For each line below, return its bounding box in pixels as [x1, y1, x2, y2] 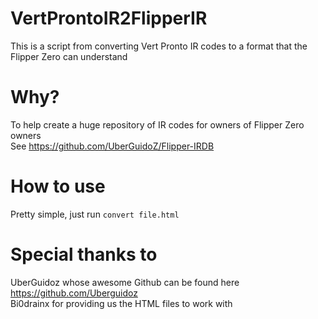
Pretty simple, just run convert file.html [10, 208, 180, 220]
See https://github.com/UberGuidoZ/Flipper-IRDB [10, 140, 215, 152]
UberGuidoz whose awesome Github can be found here [10, 276, 240, 288]
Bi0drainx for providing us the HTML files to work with [10, 297, 233, 309]
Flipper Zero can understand [10, 50, 128, 62]
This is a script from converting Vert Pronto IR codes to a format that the [10, 40, 308, 52]
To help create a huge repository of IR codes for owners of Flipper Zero [10, 118, 305, 131]
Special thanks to [10, 243, 158, 266]
